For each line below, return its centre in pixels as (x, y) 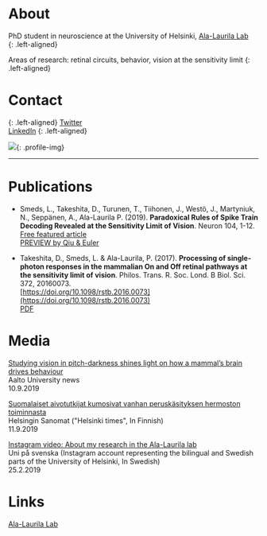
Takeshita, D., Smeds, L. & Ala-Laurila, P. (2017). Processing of (123, 258)
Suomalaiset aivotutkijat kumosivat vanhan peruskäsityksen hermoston (124, 403)
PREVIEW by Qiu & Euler (59, 243)
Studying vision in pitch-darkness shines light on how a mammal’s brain (126, 363)
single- (239, 258)
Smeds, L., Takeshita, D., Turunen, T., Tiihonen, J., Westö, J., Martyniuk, (137, 208)
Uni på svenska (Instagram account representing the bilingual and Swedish (131, 452)
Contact (35, 101)
